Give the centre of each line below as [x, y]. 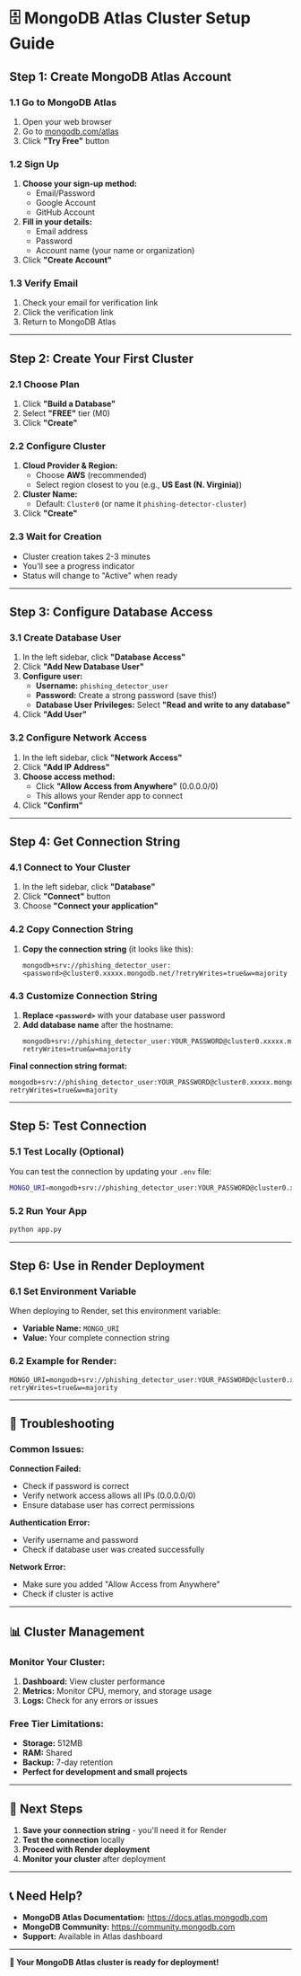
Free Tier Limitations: [57, 1724]
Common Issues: [47, 1449]
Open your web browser [67, 121]
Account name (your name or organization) [115, 251]
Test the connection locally [73, 1840]
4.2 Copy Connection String [71, 929]
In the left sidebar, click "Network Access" [102, 758]
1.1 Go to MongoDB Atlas [63, 102]
